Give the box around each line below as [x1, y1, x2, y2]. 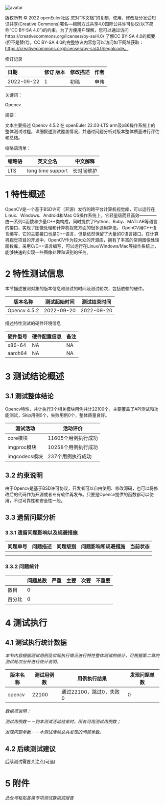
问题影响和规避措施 [81, 543, 126, 550]
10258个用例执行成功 [47, 444, 98, 450]
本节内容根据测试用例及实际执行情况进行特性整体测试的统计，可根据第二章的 [5, 652, 160, 658]
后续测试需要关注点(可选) [5, 759, 56, 765]
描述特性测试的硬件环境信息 [5, 320, 61, 326]
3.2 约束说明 [5, 471, 43, 479]
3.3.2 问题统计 [5, 563, 39, 570]
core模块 [7, 434, 28, 441]
